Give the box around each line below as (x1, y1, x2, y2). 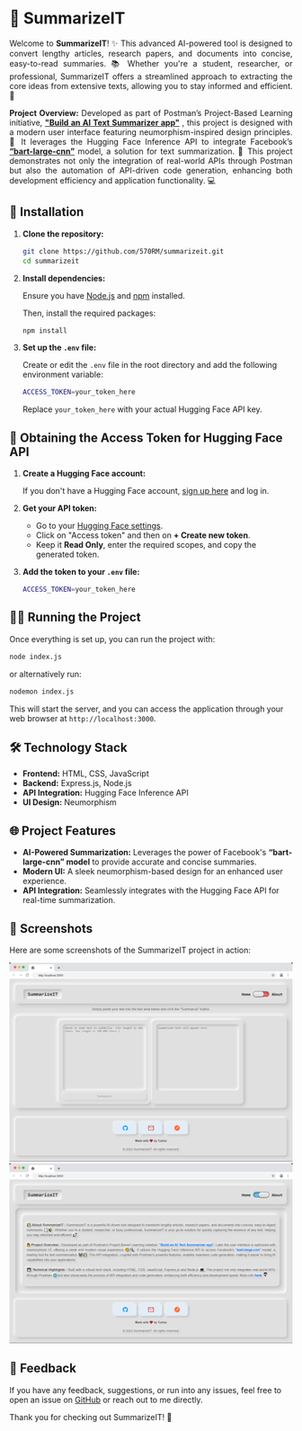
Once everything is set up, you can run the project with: (9, 633, 216, 644)
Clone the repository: (22, 228, 104, 239)
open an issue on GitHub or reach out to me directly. (9, 1394, 204, 1405)
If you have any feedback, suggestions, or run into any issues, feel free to (9, 1384, 281, 1395)
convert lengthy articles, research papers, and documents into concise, (9, 48, 293, 58)
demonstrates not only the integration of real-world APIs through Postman (9, 155, 293, 165)
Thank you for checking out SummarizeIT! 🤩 (9, 1411, 173, 1422)
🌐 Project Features (9, 823, 117, 838)
